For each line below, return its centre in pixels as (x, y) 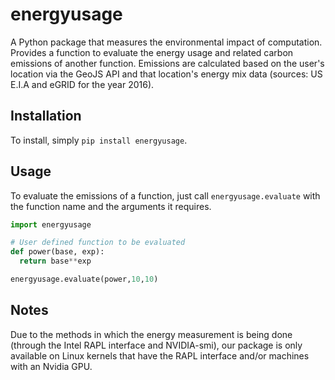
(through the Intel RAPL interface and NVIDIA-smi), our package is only (156, 345)
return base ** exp (55, 261)
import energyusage (51, 224)
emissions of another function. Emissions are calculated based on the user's (167, 63)
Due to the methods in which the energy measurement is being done (151, 334)
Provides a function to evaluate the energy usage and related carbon (152, 52)
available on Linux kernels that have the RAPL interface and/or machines (160, 355)
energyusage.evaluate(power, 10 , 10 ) (84, 279)
